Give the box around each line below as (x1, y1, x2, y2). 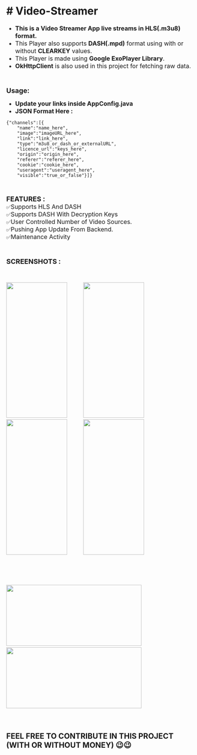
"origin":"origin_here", (17, 151, 79, 157)
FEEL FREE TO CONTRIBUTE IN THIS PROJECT (6, 731, 174, 741)
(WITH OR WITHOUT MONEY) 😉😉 (6, 740, 132, 750)
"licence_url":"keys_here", (17, 146, 87, 152)
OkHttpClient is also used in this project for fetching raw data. (14, 61, 191, 70)
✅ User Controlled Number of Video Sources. (6, 217, 132, 226)
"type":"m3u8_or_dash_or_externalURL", (17, 140, 117, 147)
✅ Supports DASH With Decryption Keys (6, 210, 118, 218)
